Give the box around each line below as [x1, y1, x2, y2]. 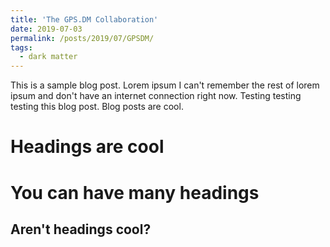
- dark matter [19, 52, 78, 62]
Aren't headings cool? [10, 221, 152, 238]
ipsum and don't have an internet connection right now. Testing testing [10, 90, 302, 102]
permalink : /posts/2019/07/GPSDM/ [10, 33, 155, 43]
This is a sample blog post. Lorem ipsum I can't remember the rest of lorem [10, 79, 320, 91]
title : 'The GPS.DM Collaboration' [10, 14, 159, 25]
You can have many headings [10, 181, 260, 204]
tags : [10, 42, 33, 53]
